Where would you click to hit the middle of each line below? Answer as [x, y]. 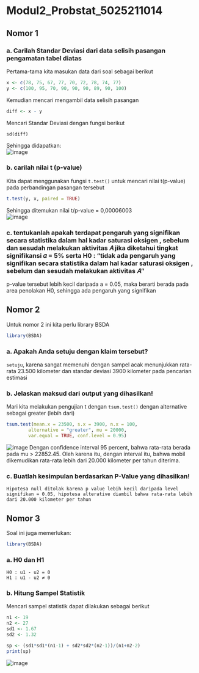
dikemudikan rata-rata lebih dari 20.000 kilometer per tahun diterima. [93, 460]
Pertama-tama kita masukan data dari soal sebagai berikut [80, 71]
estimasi [17, 377]
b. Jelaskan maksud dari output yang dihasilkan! [80, 393]
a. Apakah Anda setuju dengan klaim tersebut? [77, 351]
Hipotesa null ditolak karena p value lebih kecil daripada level [92, 489]
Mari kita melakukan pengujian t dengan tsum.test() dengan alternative [97, 407]
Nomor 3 [24, 518]
